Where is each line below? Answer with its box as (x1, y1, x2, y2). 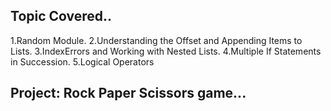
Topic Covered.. (10, 8, 113, 25)
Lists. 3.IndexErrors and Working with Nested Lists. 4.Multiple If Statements (10, 45, 322, 57)
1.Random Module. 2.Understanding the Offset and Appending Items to (10, 34, 303, 46)
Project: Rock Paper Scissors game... (10, 85, 247, 102)
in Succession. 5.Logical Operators (10, 55, 155, 68)
